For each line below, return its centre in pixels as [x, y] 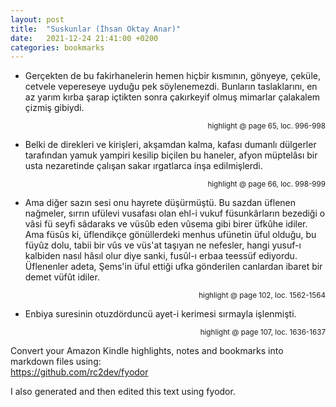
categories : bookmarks [57, 47]
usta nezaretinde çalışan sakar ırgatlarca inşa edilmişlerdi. [143, 166]
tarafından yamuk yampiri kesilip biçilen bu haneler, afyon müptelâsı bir [171, 155]
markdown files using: [56, 362]
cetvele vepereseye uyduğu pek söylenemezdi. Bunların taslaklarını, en [171, 87]
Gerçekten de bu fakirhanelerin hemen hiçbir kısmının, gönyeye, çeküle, [172, 76]
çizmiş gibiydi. [54, 108]
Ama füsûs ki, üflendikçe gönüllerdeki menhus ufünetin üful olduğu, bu [170, 235]
